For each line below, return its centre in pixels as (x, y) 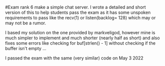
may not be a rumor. (26, 23)
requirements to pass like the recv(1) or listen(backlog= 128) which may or (81, 18)
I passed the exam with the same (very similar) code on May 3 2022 (74, 58)
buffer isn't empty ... (26, 48)
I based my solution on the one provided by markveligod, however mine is (80, 33)
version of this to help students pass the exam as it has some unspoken (78, 12)
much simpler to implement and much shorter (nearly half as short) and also (82, 38)
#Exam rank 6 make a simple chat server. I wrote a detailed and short (76, 7)
